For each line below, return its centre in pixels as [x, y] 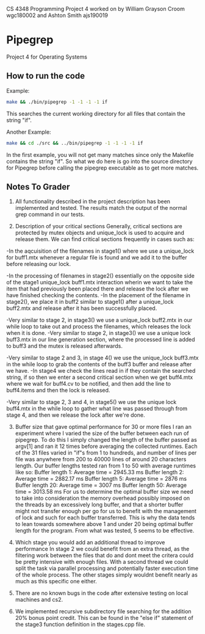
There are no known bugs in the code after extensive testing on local [102, 593]
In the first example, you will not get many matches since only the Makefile [100, 154]
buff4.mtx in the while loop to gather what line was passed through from [97, 409]
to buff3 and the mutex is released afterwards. [65, 346]
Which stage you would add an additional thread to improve [90, 542]
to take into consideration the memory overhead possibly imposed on [103, 498]
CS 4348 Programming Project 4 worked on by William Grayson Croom [95, 9]
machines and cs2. [39, 600]
